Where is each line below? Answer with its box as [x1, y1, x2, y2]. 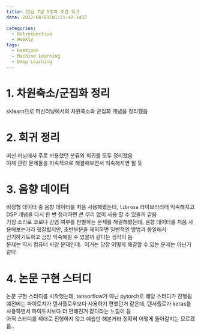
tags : [6, 42, 20, 48]
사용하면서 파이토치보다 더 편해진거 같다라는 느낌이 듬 [6, 307, 131, 315]
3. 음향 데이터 [6, 183, 70, 196]
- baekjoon [11, 47, 39, 54]
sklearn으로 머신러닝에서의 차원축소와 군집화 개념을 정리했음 [6, 107, 148, 115]
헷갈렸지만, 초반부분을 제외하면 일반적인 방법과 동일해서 [37, 226, 167, 233]
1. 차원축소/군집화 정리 [6, 86, 110, 100]
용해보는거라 [6, 226, 36, 233]
